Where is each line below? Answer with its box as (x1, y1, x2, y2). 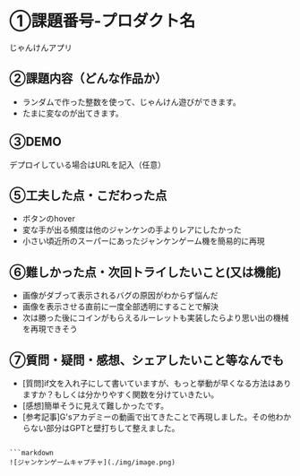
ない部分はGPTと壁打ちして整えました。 (30, 423, 180, 433)
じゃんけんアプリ (9, 42, 73, 53)
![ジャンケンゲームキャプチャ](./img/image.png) (9, 458, 176, 467)
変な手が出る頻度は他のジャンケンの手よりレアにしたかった (21, 224, 242, 236)
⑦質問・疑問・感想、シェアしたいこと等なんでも (9, 352, 285, 368)
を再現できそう (21, 324, 78, 334)
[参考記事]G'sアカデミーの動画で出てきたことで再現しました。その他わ (21, 411, 284, 422)
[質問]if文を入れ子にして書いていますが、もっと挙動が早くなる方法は (21, 378, 276, 388)
